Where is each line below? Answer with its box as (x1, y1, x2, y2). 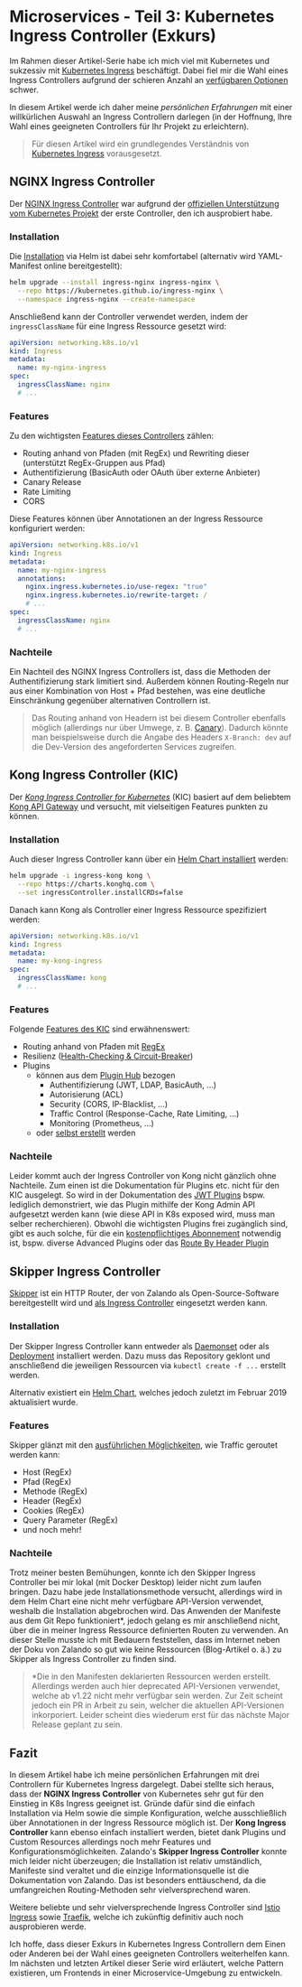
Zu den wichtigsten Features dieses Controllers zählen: (9, 431, 215, 442)
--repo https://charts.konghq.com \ (17, 880, 155, 889)
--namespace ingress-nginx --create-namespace (17, 294, 196, 303)
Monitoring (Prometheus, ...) (49, 1118, 155, 1129)
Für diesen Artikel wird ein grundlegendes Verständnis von (31, 138, 250, 149)
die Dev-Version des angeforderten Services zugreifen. (31, 742, 237, 752)
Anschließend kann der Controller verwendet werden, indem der (9, 311, 249, 322)
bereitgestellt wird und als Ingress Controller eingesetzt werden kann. (9, 1298, 269, 1309)
